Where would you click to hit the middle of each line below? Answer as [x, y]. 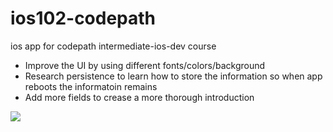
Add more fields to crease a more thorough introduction [139, 97]
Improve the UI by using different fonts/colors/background [145, 65]
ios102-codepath [83, 18]
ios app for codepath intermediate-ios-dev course [113, 46]
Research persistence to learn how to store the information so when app [173, 76]
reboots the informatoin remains [91, 86]
